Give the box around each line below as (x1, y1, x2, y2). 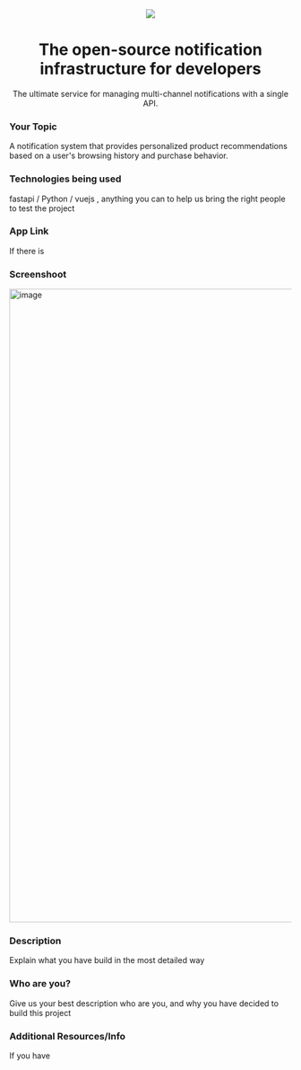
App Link (9, 225, 49, 237)
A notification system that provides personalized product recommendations (9, 141, 288, 152)
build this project (9, 1007, 72, 1018)
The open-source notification (39, 40, 262, 60)
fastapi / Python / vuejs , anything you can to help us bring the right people (9, 193, 286, 204)
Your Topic (9, 120, 57, 133)
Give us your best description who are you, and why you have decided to (9, 997, 279, 1009)
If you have (9, 1050, 51, 1061)
